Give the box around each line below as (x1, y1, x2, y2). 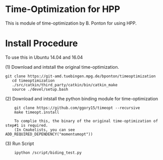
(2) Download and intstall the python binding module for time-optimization (5, 95, 158, 101)
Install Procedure (5, 38, 78, 49)
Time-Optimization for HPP (5, 4, 120, 15)
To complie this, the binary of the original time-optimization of (14, 118, 158, 123)
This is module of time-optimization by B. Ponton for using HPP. (5, 20, 137, 26)
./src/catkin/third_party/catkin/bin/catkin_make (12, 82, 118, 87)
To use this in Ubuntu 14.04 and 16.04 (5, 54, 83, 60)
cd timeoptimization (12, 78, 55, 83)
